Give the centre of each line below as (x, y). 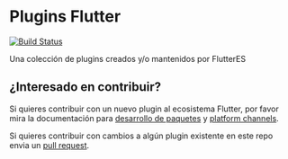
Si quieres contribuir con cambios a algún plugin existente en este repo (141, 136)
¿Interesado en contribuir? (85, 87)
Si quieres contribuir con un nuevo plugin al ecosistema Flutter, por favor (144, 109)
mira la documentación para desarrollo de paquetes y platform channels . (144, 118)
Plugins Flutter (65, 17)
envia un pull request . (49, 145)
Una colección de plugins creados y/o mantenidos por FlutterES (127, 58)
